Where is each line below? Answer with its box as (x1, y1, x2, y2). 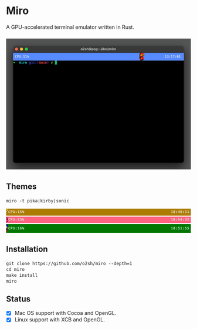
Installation (6, 245, 48, 255)
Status (6, 294, 31, 304)
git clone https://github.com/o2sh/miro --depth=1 (6, 260, 133, 266)
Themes (6, 181, 37, 191)
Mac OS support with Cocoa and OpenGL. (14, 310, 117, 317)
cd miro (6, 266, 25, 272)
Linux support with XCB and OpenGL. (14, 316, 106, 323)
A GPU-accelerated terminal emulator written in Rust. (6, 23, 135, 30)
